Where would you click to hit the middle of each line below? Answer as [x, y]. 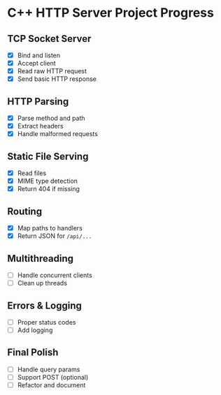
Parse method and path [51, 118]
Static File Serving [48, 156]
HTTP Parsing [38, 102]
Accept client [36, 64]
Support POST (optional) [53, 377]
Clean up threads [42, 283]
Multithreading [41, 259]
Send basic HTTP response [57, 79]
